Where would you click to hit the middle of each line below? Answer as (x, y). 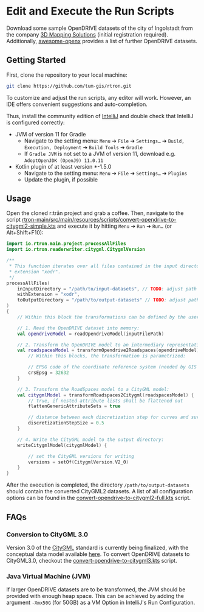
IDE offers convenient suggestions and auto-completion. (77, 104)
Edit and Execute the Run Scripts (90, 11)
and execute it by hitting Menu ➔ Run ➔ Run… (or (114, 226)
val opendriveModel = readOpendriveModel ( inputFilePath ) (91, 334)
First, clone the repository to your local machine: (67, 75)
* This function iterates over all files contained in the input (93, 266)
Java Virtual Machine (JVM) (49, 576)
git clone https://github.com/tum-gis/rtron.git (69, 86)
